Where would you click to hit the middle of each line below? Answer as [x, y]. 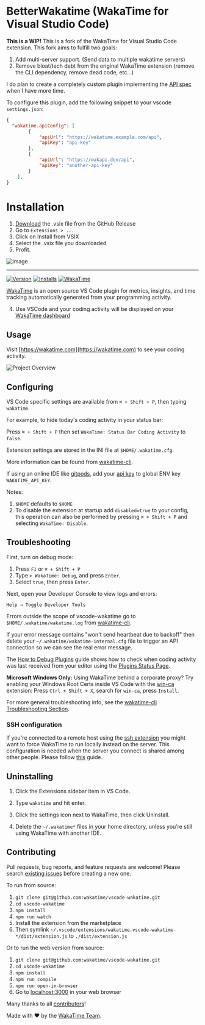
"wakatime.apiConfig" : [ [43, 126]
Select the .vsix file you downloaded [61, 243]
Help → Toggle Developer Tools [46, 605]
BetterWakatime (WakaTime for [88, 11]
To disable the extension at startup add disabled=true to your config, [102, 510]
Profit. [23, 250]
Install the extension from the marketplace [68, 923]
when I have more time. [36, 90]
